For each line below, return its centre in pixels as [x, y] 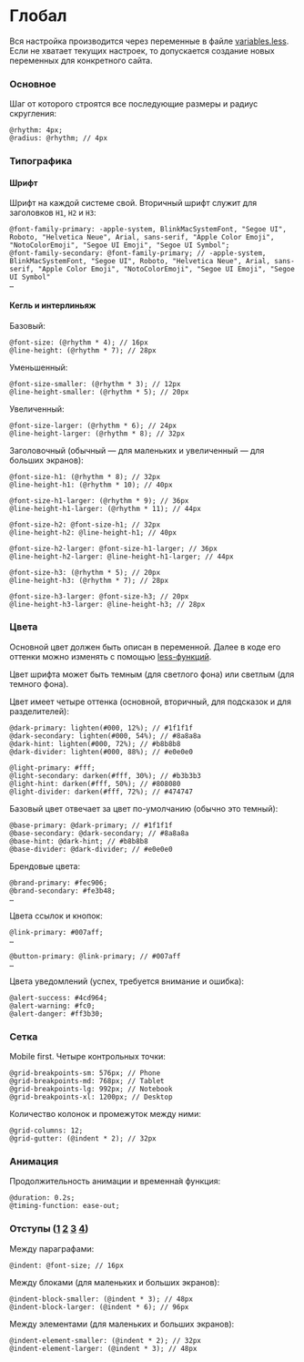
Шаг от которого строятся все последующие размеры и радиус [134, 104]
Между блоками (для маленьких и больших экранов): [115, 1282]
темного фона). [39, 683]
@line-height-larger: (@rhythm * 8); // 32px [97, 434]
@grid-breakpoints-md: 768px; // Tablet [87, 1081]
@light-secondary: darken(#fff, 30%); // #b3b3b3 [106, 775]
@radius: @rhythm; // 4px [58, 138]
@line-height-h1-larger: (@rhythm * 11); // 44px [106, 508]
